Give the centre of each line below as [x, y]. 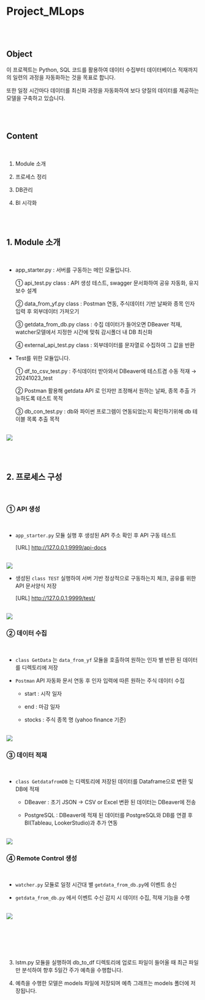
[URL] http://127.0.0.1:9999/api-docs [61, 548]
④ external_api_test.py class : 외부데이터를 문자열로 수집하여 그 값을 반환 [105, 345]
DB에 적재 [27, 789]
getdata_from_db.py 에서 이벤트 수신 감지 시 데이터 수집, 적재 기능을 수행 [102, 898]
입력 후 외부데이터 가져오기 [47, 312]
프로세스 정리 [31, 177]
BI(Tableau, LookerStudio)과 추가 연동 [71, 823]
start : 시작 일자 [43, 693]
